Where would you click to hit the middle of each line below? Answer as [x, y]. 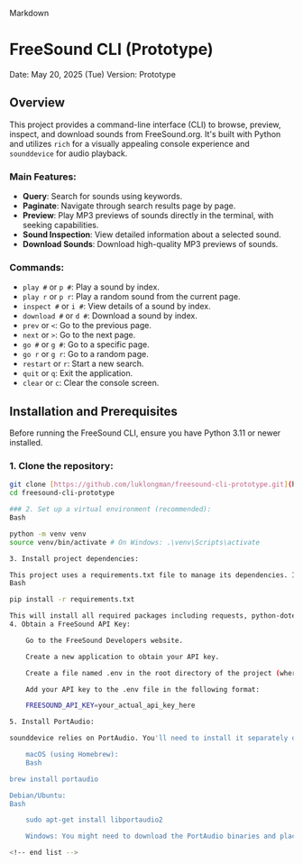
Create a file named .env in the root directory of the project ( [153, 673]
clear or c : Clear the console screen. [91, 383]
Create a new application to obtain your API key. [123, 657]
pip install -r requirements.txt [72, 600]
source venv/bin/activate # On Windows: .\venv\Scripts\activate [134, 542]
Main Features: [43, 177]
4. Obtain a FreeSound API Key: [70, 625]
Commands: [37, 267]
